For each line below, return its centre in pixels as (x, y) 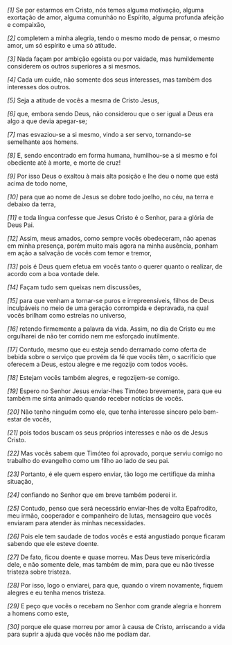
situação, (20, 481)
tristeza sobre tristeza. (39, 572)
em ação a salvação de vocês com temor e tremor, (80, 253)
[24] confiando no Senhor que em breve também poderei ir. (92, 495)
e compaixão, (27, 25)
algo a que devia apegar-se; (47, 121)
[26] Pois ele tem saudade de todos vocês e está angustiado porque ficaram (116, 536)
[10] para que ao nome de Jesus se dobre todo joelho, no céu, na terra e (110, 197)
